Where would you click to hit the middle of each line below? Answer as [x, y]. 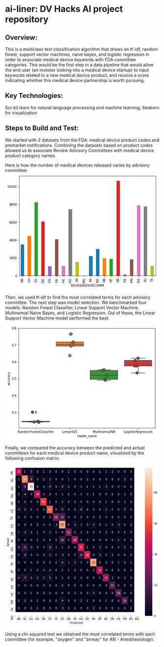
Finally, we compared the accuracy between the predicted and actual [75, 448]
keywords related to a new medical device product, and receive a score [77, 75]
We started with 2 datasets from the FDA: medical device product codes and [82, 140]
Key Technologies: [34, 96]
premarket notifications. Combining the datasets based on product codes [79, 145]
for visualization [21, 113]
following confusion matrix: [33, 458]
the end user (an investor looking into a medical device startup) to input [77, 70]
